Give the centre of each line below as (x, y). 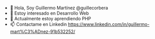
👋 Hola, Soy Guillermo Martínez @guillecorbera (59, 8)
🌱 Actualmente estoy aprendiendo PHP (50, 18)
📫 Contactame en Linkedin (38, 24)
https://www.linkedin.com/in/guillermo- (109, 24)
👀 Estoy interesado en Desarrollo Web (49, 13)
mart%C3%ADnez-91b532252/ (43, 31)
